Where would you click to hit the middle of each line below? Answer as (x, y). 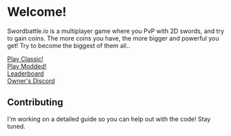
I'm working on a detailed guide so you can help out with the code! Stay (109, 119)
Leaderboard (26, 73)
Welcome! (37, 12)
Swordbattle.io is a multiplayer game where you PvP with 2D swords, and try (116, 31)
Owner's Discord (31, 80)
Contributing (35, 103)
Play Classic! (25, 58)
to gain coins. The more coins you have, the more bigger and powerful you (113, 38)
